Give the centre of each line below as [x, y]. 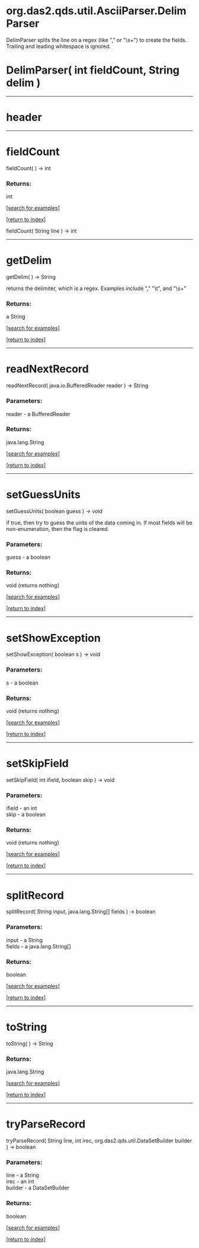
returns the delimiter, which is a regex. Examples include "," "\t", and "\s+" [96, 288]
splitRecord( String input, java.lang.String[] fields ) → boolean [81, 912]
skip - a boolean [26, 814]
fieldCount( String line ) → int [41, 231]
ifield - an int [22, 808]
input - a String [25, 940]
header [24, 117]
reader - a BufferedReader [38, 414]
